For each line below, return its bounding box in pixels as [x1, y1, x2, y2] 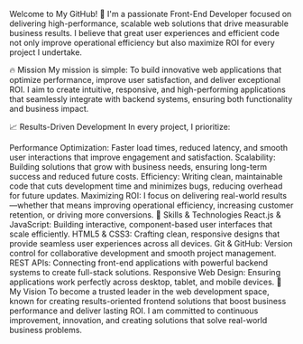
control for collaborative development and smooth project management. [9, 248, 277, 258]
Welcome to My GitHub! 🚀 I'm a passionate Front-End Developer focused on [9, 9, 292, 19]
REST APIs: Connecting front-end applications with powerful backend [9, 257, 269, 268]
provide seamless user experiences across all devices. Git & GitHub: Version [9, 238, 293, 248]
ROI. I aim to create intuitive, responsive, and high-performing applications [9, 84, 286, 95]
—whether [9, 200, 49, 210]
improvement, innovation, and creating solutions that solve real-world [9, 315, 268, 325]
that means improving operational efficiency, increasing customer [50, 200, 294, 210]
